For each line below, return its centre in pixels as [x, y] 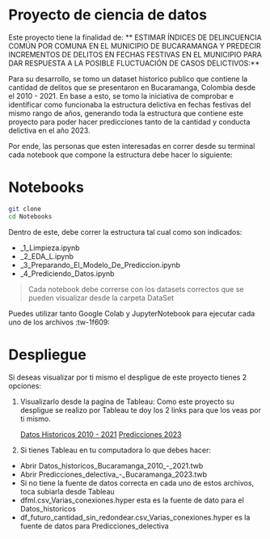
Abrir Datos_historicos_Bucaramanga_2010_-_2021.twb [112, 465]
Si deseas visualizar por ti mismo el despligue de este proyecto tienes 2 [128, 377]
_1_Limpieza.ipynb [50, 248]
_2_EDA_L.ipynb [47, 256]
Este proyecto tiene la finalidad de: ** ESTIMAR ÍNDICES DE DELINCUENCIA [135, 37]
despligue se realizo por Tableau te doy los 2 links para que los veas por [140, 410]
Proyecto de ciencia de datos [108, 15]
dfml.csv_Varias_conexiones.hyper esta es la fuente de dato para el [132, 500]
